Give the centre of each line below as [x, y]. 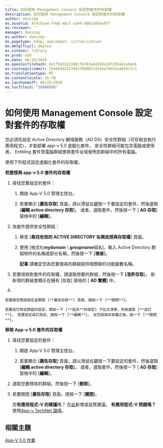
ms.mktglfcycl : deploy [28, 46]
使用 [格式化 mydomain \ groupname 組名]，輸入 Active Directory [85, 248]
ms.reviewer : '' [22, 28]
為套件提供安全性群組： [36, 226]
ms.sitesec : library [26, 50]
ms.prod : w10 [18, 55]
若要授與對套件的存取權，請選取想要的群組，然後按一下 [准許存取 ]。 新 [84, 274]
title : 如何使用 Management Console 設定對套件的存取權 [58, 10]
